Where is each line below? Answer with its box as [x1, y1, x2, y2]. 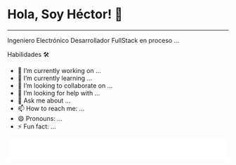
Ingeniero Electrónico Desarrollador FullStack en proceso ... [7, 36, 180, 44]
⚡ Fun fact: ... [17, 122, 56, 131]
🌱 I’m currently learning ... [17, 74, 93, 82]
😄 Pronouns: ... [17, 114, 63, 122]
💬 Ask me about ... [17, 96, 71, 105]
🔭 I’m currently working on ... [17, 66, 101, 74]
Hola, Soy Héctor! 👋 [7, 6, 123, 22]
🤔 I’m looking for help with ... [17, 88, 100, 97]
